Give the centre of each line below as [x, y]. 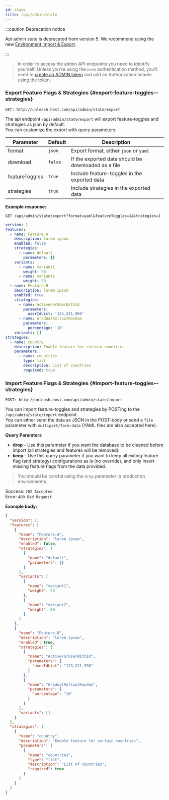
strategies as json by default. [35, 124]
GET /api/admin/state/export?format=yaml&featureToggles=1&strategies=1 [83, 216]
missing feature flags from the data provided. [59, 466]
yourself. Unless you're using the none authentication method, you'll [88, 69]
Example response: [26, 206]
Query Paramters [23, 435]
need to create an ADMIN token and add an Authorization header [85, 74]
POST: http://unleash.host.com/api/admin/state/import [64, 400]
